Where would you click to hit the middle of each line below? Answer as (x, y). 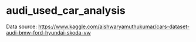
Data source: (21, 26)
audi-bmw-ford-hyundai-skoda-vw (48, 32)
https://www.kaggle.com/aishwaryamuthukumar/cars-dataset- (114, 26)
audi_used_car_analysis (66, 11)
